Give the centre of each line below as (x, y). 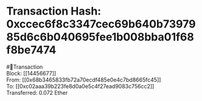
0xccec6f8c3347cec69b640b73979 (101, 24)
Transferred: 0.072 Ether (37, 92)
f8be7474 (31, 50)
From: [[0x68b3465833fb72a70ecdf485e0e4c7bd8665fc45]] (84, 80)
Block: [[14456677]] (31, 73)
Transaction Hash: (54, 11)
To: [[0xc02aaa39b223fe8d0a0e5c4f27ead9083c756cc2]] (80, 86)
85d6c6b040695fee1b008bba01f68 (100, 37)
